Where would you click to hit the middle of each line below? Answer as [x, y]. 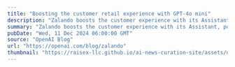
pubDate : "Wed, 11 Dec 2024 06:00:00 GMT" [70, 33]
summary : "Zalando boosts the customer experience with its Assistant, [114, 27]
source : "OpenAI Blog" [40, 40]
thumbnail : [23, 53]
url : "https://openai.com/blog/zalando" [67, 46]
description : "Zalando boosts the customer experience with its [103, 20]
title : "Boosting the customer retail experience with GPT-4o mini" [109, 14]
